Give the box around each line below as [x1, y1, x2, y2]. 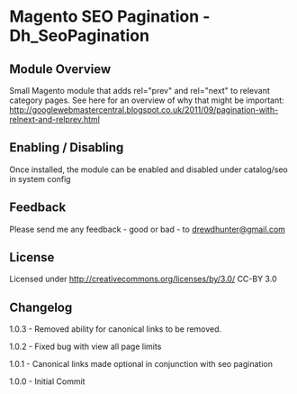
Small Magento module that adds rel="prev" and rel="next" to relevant [9, 86, 270, 96]
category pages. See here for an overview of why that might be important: [9, 95, 285, 105]
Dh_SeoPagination [9, 25, 150, 46]
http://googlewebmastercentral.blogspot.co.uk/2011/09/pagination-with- [9, 105, 279, 115]
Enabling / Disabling [9, 140, 124, 155]
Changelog [9, 299, 73, 315]
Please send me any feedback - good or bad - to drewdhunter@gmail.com [9, 224, 286, 234]
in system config [9, 173, 71, 184]
